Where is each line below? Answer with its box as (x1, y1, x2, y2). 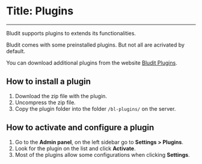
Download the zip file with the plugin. (14, 92, 107, 99)
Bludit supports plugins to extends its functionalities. (6, 29, 136, 37)
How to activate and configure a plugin (6, 123, 155, 133)
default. (6, 47, 26, 54)
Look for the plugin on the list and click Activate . (14, 145, 136, 152)
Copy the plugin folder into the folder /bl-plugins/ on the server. (14, 105, 176, 112)
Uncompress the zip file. (14, 99, 76, 106)
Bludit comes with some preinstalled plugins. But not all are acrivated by (6, 41, 185, 48)
